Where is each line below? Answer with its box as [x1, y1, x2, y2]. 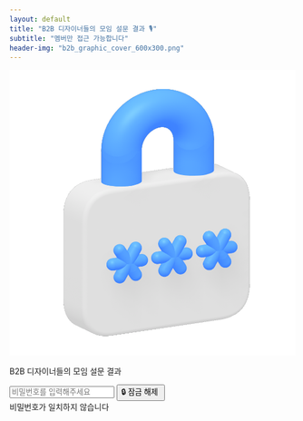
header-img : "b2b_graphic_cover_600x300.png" [9, 44, 184, 53]
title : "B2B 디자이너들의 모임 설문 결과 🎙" [9, 24, 157, 34]
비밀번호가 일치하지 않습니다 [9, 402, 110, 413]
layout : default [9, 15, 71, 24]
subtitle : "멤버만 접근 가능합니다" [9, 34, 129, 43]
